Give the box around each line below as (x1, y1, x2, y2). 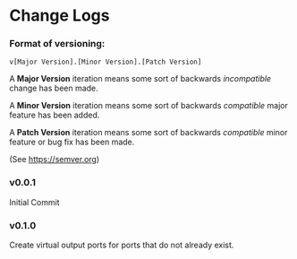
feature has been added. (9, 109, 100, 121)
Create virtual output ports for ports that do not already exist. (9, 239, 234, 251)
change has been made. (9, 82, 98, 94)
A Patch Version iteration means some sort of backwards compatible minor (9, 127, 288, 138)
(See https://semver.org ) (9, 154, 100, 165)
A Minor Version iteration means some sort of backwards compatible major (9, 100, 288, 111)
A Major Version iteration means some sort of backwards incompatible (9, 73, 271, 84)
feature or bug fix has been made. (9, 136, 135, 148)
